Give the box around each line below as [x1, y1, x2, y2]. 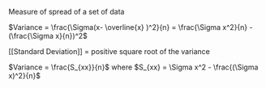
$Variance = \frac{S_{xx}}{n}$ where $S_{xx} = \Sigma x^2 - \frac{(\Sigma [8, 62, 259, 72]
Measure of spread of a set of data [8, 7, 125, 16]
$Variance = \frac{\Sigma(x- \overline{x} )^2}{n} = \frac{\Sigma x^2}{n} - [8, 23, 253, 31]
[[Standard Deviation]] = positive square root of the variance [8, 47, 211, 56]
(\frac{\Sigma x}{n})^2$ [8, 31, 88, 40]
